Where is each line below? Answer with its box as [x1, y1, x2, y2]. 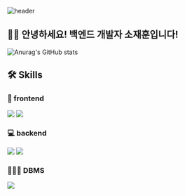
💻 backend [7, 129, 47, 138]
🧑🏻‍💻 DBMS [7, 165, 45, 175]
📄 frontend [7, 93, 44, 103]
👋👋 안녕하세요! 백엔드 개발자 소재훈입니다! [7, 29, 179, 41]
